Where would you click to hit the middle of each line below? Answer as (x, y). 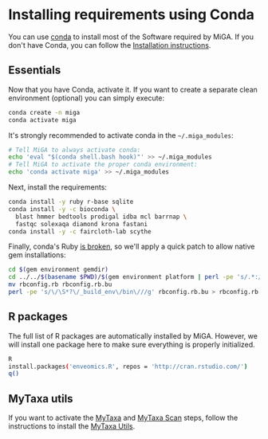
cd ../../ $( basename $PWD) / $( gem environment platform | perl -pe (121, 277)
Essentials (35, 71)
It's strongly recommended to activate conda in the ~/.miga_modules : (121, 135)
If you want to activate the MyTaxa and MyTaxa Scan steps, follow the (123, 418)
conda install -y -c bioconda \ (62, 209)
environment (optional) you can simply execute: (87, 98)
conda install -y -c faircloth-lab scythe (80, 231)
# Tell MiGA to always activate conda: (75, 150)
